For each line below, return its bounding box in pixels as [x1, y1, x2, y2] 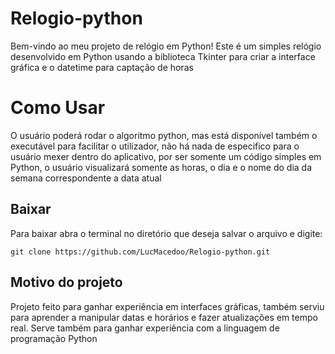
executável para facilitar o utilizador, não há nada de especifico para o [10, 140, 300, 152]
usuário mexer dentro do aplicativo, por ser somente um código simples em [10, 150, 322, 162]
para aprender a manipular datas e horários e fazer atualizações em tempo [10, 311, 318, 323]
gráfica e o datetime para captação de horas [10, 61, 194, 73]
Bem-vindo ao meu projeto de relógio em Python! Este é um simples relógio [10, 40, 322, 52]
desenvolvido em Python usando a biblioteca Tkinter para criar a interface [10, 50, 316, 62]
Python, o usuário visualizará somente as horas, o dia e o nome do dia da [10, 161, 313, 173]
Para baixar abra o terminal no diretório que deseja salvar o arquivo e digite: [10, 227, 323, 239]
